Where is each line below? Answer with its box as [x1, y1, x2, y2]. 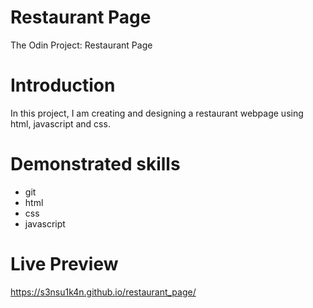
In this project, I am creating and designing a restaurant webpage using [10, 107, 304, 119]
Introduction [10, 74, 116, 97]
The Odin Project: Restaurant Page [10, 39, 153, 51]
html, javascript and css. [10, 117, 111, 130]
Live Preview [10, 253, 119, 275]
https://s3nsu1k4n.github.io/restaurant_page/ [10, 286, 197, 298]
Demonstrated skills [10, 153, 181, 176]
